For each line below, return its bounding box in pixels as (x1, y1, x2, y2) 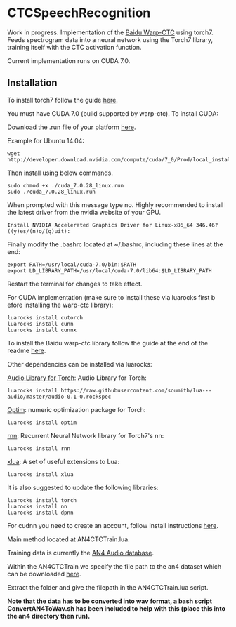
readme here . (7, 346, 46, 355)
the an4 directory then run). (7, 612, 91, 620)
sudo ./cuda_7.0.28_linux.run (7, 188, 96, 195)
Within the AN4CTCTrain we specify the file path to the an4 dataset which (7, 562, 222, 570)
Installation (7, 77, 58, 89)
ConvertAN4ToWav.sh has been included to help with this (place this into (7, 604, 226, 612)
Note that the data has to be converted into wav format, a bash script (7, 597, 213, 605)
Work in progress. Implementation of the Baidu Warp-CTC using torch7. (7, 28, 214, 37)
